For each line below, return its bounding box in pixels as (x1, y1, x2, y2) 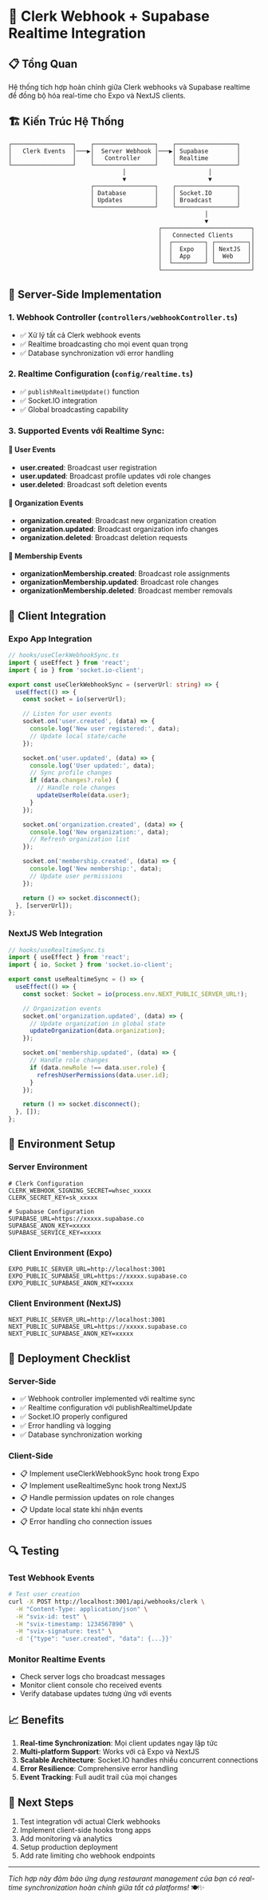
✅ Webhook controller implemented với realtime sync (19, 1394, 195, 1403)
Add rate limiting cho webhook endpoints (19, 1851, 156, 1861)
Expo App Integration (8, 633, 93, 644)
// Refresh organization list (29, 835, 130, 843)
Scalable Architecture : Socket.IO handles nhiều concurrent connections (19, 1755, 258, 1765)
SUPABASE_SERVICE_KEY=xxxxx (8, 1228, 102, 1237)
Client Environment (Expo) (8, 1247, 113, 1258)
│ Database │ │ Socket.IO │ (90, 189, 241, 197)
